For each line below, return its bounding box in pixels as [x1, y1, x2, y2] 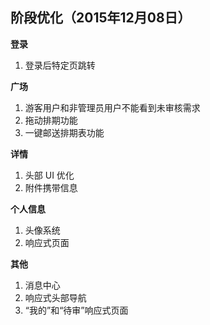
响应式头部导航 [24, 291, 87, 303]
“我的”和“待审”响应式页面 [24, 304, 129, 316]
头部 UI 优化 [24, 169, 75, 181]
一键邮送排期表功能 [24, 126, 105, 138]
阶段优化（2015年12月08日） [10, 9, 192, 27]
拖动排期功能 [24, 114, 78, 126]
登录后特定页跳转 [24, 59, 96, 71]
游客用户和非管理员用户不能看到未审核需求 [24, 101, 201, 113]
